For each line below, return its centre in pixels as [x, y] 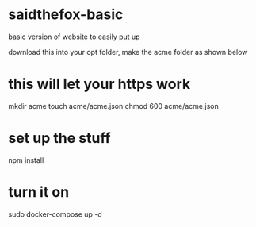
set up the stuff [59, 139]
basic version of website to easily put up [74, 37]
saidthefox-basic [66, 15]
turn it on [39, 192]
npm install [26, 160]
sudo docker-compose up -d [55, 214]
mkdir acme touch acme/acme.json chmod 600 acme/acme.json [114, 106]
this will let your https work [99, 84]
